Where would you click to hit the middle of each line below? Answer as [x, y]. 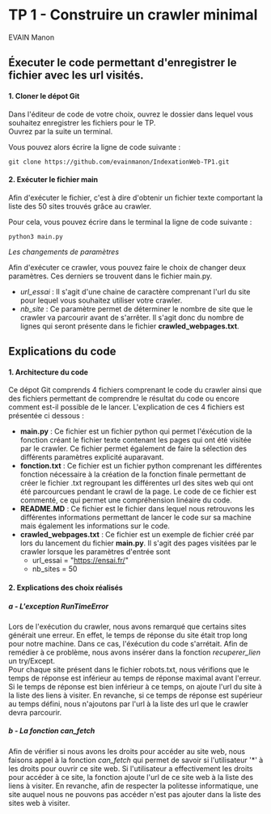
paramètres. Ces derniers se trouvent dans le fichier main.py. [110, 276]
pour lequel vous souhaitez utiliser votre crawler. [101, 300]
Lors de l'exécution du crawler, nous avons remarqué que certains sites [127, 626]
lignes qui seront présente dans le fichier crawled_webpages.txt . [130, 326]
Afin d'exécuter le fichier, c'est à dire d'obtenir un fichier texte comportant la [135, 197]
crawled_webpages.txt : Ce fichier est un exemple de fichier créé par [137, 535]
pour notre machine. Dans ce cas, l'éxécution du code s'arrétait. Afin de [128, 643]
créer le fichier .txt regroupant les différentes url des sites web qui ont [137, 483]
